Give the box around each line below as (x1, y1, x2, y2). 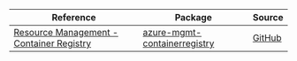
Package (174, 11, 212, 23)
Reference (51, 11, 96, 23)
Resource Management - (13, 27, 119, 38)
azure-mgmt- (142, 27, 202, 38)
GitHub (252, 32, 282, 43)
